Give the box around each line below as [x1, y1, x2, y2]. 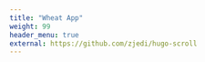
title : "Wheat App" [9, 13, 84, 23]
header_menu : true [9, 30, 79, 39]
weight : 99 [9, 22, 51, 31]
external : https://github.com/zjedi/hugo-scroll [9, 38, 198, 48]
